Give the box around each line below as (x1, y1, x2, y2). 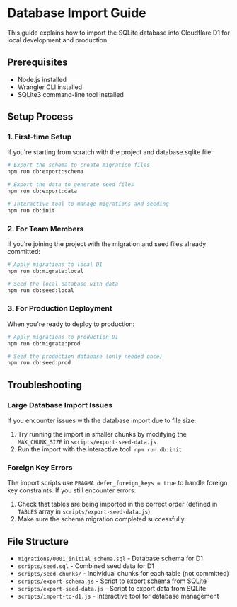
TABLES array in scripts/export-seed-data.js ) (17, 507, 151, 516)
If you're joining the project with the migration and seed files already (7, 239, 207, 248)
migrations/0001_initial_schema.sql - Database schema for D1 (17, 554, 204, 563)
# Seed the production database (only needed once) (7, 352, 163, 360)
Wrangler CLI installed (17, 83, 83, 91)
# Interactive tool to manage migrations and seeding (7, 200, 170, 207)
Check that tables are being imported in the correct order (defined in (17, 500, 218, 509)
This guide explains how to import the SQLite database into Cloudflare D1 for (7, 28, 231, 37)
